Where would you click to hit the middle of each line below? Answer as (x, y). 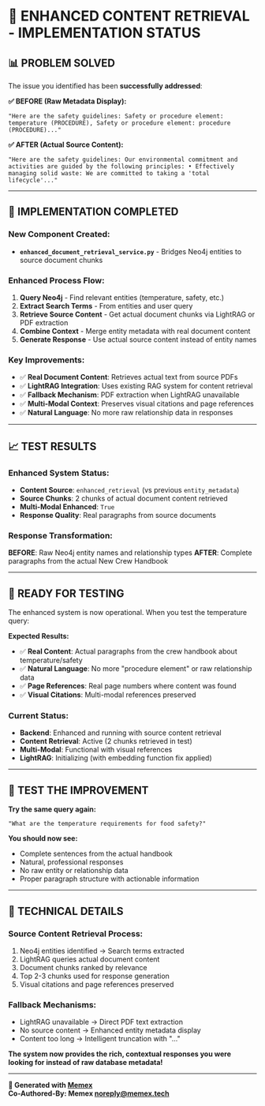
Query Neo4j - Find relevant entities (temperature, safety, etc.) (122, 297)
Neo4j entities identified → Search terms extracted (102, 950)
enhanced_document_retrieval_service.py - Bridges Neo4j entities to (131, 251)
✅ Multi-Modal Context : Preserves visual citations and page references (136, 404)
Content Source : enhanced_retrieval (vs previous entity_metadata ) (129, 489)
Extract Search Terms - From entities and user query (106, 306)
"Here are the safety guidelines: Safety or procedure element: (116, 116)
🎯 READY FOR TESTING (66, 593)
